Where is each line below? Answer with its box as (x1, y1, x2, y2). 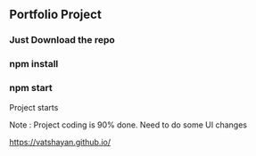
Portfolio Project (9, 7, 103, 22)
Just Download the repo (9, 34, 115, 46)
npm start (9, 82, 54, 94)
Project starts (9, 102, 59, 112)
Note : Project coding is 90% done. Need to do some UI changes (9, 119, 248, 130)
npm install (9, 58, 59, 70)
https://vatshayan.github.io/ (9, 136, 111, 147)
